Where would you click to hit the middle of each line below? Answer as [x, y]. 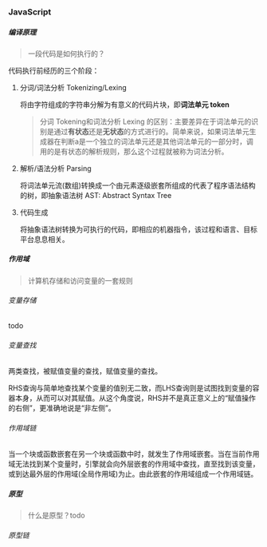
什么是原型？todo [56, 515]
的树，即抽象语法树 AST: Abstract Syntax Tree [96, 195]
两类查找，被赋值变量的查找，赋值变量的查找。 [85, 371]
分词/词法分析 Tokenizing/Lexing [73, 87]
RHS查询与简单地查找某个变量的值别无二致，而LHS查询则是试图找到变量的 [130, 388]
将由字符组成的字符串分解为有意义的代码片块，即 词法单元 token [124, 104]
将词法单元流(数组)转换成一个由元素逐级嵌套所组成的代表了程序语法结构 [138, 185]
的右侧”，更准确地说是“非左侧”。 [62, 408]
